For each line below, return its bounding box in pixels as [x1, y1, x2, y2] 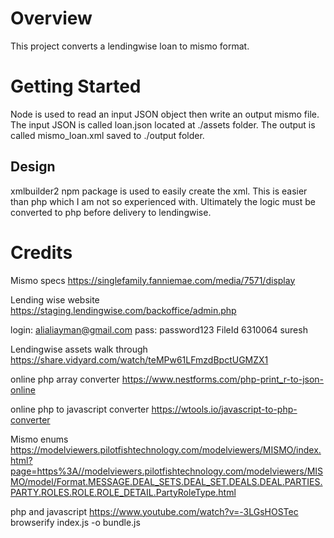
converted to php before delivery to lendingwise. [10, 206, 212, 218]
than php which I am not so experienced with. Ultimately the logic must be [10, 195, 316, 207]
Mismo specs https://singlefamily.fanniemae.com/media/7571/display [10, 274, 296, 286]
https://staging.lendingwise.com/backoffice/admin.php [10, 304, 237, 316]
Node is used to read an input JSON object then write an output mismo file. [10, 108, 320, 120]
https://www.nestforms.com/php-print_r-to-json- [121, 373, 325, 385]
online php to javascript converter [10, 403, 150, 415]
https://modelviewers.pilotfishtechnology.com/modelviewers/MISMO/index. [10, 443, 322, 456]
